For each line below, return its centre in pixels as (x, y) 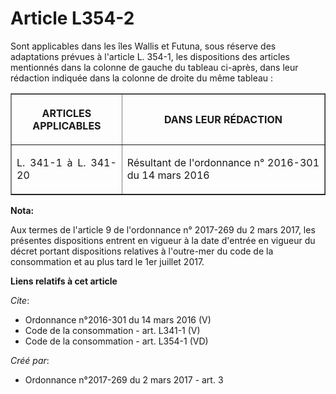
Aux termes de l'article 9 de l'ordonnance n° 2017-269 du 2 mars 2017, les (163, 229)
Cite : (20, 300)
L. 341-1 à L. (51, 162)
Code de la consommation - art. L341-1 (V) (112, 330)
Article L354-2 (72, 18)
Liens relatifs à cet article (64, 281)
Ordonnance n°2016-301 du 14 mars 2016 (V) (118, 319)
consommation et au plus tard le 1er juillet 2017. (107, 261)
